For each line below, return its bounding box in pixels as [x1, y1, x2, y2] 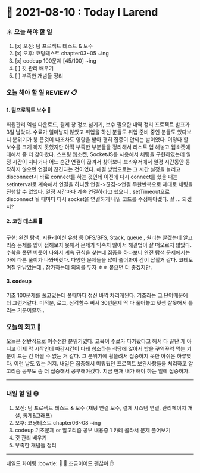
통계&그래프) [23, 412, 52, 419]
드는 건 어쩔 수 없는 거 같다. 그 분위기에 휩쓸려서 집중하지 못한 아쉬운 [17, 353, 176, 360]
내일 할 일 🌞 [6, 389, 40, 398]
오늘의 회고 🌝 [6, 323, 42, 331]
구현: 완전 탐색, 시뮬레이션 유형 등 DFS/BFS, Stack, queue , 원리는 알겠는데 [6, 234, 182, 241]
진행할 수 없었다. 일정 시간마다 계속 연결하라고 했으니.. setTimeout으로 [6, 188, 170, 195]
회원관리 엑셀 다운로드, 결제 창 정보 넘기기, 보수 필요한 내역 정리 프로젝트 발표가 [6, 120, 190, 128]
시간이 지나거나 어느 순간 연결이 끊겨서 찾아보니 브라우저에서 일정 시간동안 [12, 158, 185, 165]
